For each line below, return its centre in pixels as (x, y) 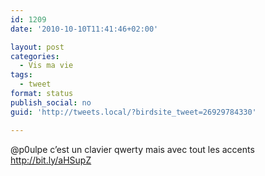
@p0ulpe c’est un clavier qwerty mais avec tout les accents (132, 149)
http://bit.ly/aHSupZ (51, 160)
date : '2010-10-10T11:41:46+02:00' (84, 29)
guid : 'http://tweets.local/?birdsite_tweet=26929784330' (133, 112)
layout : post (37, 47)
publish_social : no (51, 102)
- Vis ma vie (46, 66)
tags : (21, 75)
